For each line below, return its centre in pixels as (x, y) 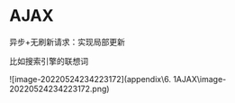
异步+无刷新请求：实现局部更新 (68, 42)
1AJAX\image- (199, 79)
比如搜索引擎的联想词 (49, 61)
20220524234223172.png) (59, 89)
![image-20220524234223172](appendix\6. (90, 79)
